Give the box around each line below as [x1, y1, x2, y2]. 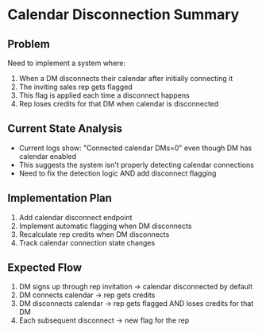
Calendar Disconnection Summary [7, 6, 240, 24]
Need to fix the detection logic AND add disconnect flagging [18, 168, 217, 178]
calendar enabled [18, 151, 77, 161]
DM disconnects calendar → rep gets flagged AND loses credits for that [18, 299, 254, 308]
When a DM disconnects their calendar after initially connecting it [18, 74, 233, 83]
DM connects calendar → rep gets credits [18, 290, 156, 300]
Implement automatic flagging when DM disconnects [18, 221, 192, 230]
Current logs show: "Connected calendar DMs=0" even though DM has [18, 143, 252, 153]
